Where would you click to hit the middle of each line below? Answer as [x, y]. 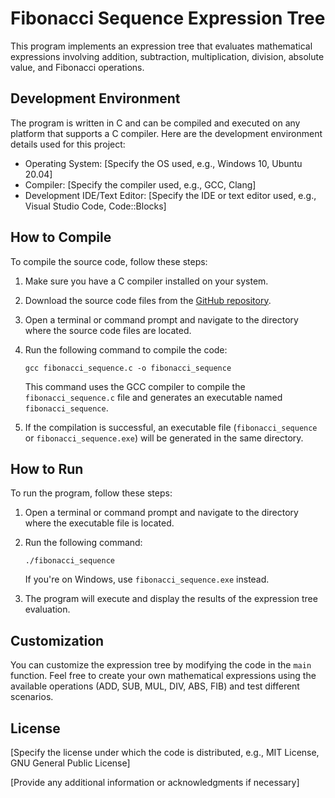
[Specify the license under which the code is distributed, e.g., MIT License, [165, 752]
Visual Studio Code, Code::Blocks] [95, 206]
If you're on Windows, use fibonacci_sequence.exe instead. [147, 579]
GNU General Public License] [70, 763]
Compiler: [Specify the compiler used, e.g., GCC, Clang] [140, 184]
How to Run [47, 468]
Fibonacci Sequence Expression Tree [168, 18]
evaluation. [47, 609]
